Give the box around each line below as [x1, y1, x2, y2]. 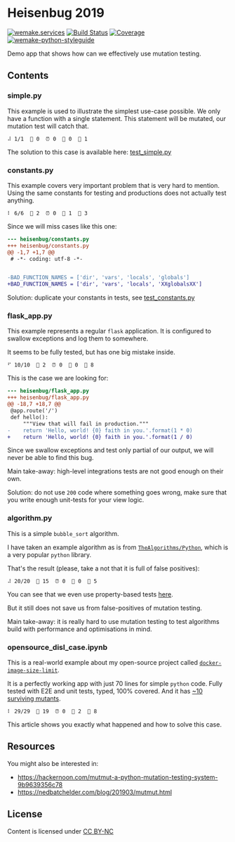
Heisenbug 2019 [7, 5, 105, 21]
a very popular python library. [7, 550, 92, 559]
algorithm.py [7, 514, 53, 523]
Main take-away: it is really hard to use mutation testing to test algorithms [7, 617, 220, 625]
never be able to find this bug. [7, 454, 94, 462]
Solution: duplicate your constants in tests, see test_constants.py [7, 293, 195, 302]
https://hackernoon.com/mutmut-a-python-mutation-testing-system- [17, 772, 218, 782]
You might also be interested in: [7, 759, 99, 767]
